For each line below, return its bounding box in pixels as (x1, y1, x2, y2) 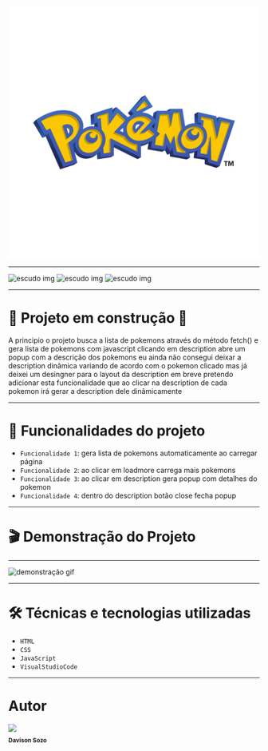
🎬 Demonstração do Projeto (8, 528, 196, 546)
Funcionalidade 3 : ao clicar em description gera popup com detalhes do (19, 474, 258, 483)
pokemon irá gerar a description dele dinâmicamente (8, 386, 183, 395)
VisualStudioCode (19, 662, 78, 671)
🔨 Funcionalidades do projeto (8, 422, 206, 440)
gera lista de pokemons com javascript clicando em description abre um (8, 344, 246, 353)
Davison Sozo (8, 736, 47, 745)
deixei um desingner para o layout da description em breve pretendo (8, 369, 234, 379)
